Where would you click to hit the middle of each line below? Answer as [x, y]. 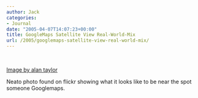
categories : [21, 18]
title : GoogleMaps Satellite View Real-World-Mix [71, 35]
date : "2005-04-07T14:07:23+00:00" [52, 29]
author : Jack [23, 12]
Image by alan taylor [32, 70]
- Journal [19, 23]
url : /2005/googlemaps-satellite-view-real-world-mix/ [78, 40]
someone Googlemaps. [36, 88]
